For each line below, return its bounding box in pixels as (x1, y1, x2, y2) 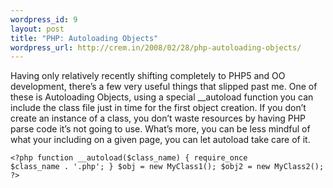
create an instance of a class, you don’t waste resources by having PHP (10, 112, 307, 125)
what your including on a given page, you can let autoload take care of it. (10, 134, 311, 146)
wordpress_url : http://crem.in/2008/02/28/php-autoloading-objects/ (10, 42, 302, 53)
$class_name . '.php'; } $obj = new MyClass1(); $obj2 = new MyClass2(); (10, 162, 325, 172)
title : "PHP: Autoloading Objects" (10, 33, 159, 43)
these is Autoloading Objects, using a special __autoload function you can (10, 91, 314, 103)
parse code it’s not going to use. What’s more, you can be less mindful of (10, 123, 311, 135)
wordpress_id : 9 (10, 14, 78, 25)
